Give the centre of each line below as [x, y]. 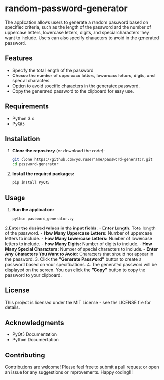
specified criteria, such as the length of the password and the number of [78, 27]
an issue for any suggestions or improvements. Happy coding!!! [69, 372]
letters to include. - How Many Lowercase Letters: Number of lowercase [79, 238]
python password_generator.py [43, 219]
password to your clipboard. [34, 275]
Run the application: [33, 209]
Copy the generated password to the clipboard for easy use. [73, 91]
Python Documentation [35, 340]
